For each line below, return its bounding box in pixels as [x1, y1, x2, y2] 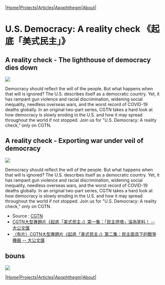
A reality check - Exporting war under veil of [5, 137, 144, 145]
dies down [5, 63, 38, 71]
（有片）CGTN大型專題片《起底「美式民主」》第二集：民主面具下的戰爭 [12, 231, 157, 237]
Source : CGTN [12, 213, 43, 219]
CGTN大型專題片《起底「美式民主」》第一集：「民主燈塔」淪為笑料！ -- [12, 218, 155, 224]
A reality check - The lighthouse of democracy [5, 56, 151, 64]
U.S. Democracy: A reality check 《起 [5, 24, 160, 35]
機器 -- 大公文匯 [12, 237, 45, 243]
